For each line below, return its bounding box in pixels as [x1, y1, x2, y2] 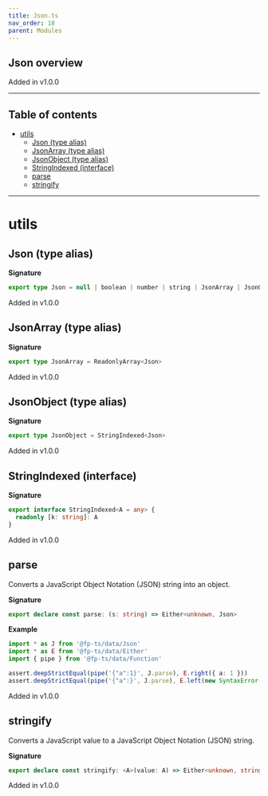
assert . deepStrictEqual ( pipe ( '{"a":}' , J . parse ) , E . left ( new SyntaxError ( [8, 676, 262, 684]
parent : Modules [8, 26, 62, 34]
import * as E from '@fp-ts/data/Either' [8, 648, 148, 656]
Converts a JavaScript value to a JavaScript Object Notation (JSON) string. [8, 735, 255, 745]
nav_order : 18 [8, 19, 56, 27]
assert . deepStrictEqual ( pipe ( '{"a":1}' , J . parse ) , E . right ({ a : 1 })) [8, 669, 248, 677]
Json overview [8, 56, 84, 69]
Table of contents [8, 108, 97, 121]
